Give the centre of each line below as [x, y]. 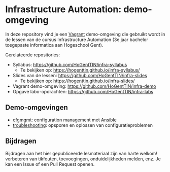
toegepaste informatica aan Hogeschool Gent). [54, 45]
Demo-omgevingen [37, 108]
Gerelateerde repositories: [32, 55]
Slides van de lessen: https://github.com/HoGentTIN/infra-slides [80, 75]
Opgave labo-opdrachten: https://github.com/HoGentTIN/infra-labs [83, 91]
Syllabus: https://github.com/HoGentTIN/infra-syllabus [70, 64]
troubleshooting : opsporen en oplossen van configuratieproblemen [83, 125]
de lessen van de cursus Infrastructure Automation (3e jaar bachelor [77, 40]
